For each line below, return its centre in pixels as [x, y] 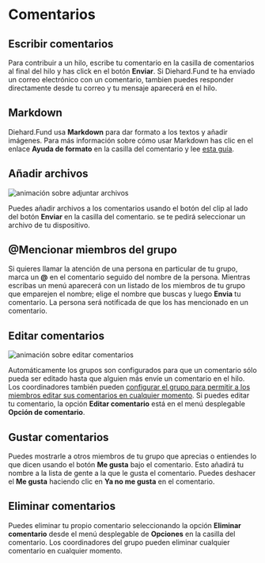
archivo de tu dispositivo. [49, 225]
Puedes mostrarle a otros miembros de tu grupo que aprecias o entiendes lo [132, 456]
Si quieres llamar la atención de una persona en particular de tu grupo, [123, 269]
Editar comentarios [57, 335]
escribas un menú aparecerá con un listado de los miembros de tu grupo [127, 286]
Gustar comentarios [59, 437]
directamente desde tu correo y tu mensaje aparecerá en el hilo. [113, 88]
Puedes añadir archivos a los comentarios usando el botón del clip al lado [128, 208]
